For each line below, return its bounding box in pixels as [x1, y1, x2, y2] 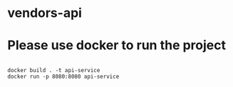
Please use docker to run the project [7, 37, 227, 54]
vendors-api [7, 5, 82, 21]
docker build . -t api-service [7, 67, 100, 74]
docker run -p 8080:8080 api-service [7, 73, 120, 81]
